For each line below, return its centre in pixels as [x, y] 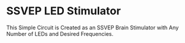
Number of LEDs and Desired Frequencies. [60, 33]
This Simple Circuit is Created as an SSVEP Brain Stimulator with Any [92, 27]
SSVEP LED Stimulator [64, 11]
